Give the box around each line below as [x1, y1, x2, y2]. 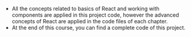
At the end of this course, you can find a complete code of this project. [11, 24, 186, 31]
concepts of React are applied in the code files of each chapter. [11, 18, 168, 24]
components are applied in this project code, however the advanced [11, 11, 180, 18]
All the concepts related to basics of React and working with [11, 5, 159, 12]
